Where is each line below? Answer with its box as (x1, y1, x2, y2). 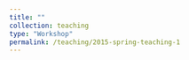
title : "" (9, 12, 46, 22)
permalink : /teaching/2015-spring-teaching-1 (9, 37, 180, 47)
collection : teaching (9, 21, 90, 30)
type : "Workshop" (9, 29, 74, 38)
